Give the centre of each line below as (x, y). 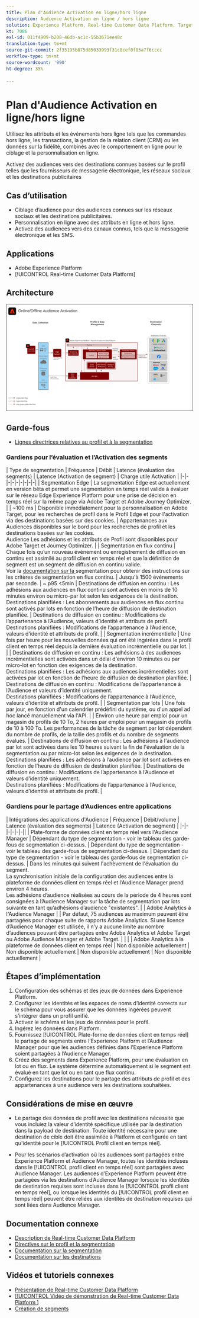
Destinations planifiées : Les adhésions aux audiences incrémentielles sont (97, 672)
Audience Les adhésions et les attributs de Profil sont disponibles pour (92, 540)
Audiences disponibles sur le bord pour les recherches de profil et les (91, 527)
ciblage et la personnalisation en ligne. (53, 153)
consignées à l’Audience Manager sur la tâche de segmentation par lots (93, 901)
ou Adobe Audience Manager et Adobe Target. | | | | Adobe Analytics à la (95, 939)
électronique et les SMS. (45, 235)
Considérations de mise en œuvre (70, 1104)
